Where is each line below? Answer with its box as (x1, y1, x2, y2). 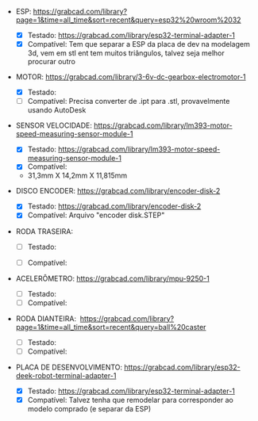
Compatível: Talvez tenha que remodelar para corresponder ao (27, 395, 234, 404)
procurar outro (27, 57, 75, 67)
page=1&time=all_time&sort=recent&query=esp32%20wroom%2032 (15, 15, 241, 25)
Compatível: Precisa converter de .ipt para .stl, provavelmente (27, 97, 230, 106)
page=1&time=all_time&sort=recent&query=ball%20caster (15, 322, 206, 331)
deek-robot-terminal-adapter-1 (15, 370, 117, 380)
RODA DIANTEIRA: (15, 313, 77, 323)
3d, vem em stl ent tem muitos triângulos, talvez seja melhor (27, 48, 225, 58)
